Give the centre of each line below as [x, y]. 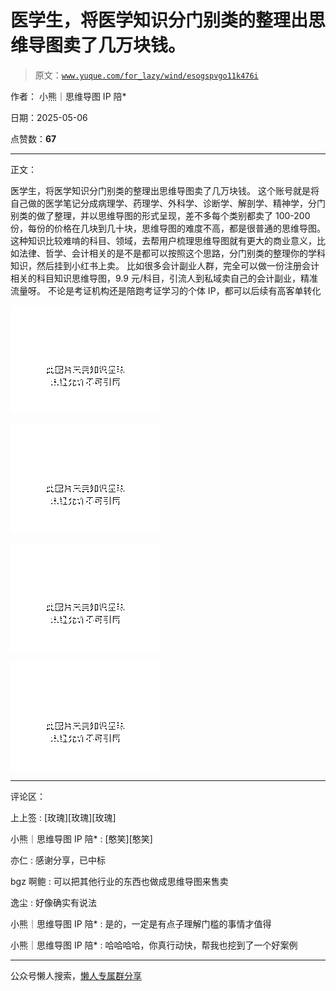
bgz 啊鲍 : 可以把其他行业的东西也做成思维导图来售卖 [119, 881]
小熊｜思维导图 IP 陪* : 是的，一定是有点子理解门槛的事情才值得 [141, 923]
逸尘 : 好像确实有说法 [53, 902]
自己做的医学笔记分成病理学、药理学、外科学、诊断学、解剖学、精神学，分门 [168, 203]
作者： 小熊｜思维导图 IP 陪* [68, 96]
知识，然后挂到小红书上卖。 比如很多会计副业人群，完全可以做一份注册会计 [165, 265]
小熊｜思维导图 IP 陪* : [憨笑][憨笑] [81, 838]
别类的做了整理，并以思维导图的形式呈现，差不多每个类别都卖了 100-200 [160, 215]
